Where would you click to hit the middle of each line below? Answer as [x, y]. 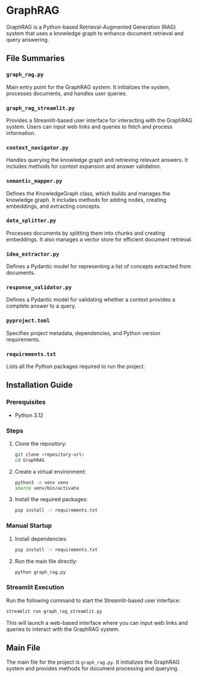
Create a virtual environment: [50, 471]
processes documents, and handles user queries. [67, 93]
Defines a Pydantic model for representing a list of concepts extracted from [99, 266]
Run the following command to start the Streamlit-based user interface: [93, 600]
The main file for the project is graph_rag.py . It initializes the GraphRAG [93, 662]
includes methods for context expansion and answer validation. [84, 166]
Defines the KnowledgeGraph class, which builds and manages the [88, 193]
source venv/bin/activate [47, 488]
